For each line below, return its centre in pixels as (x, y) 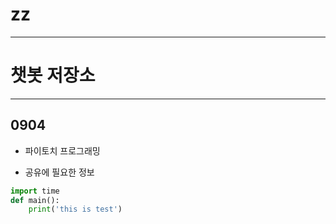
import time (35, 191)
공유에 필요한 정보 (59, 172)
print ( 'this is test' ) (75, 209)
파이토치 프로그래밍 (62, 150)
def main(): (35, 200)
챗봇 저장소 (53, 75)
